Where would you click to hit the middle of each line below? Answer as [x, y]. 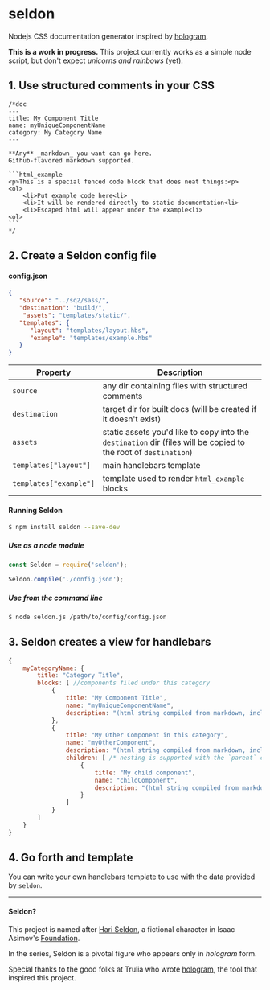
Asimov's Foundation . [44, 938]
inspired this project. [42, 977]
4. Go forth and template [71, 858]
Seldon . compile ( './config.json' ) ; [66, 580]
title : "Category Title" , [81, 676]
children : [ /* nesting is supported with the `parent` [161, 758]
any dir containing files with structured [175, 386]
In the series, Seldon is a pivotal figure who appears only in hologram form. [133, 953]
